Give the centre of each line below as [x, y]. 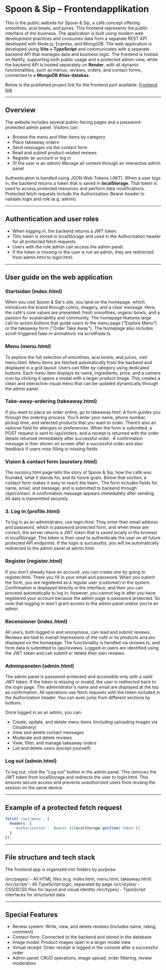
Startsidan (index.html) [34, 291]
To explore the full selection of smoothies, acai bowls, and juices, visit [76, 357]
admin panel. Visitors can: [52, 127]
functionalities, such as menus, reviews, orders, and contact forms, [74, 70]
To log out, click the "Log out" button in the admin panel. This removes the [81, 772]
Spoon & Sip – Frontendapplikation [77, 9]
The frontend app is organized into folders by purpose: [61, 869]
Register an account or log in [41, 158]
